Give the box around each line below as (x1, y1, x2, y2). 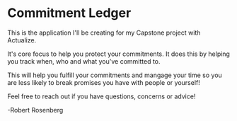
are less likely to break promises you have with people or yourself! (7, 78, 200, 86)
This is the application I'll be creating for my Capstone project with (7, 28, 201, 37)
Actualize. (7, 35, 37, 44)
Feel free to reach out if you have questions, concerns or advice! (7, 92, 196, 100)
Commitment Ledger (7, 5, 132, 21)
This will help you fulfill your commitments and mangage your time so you (7, 71, 223, 79)
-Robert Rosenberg (7, 105, 64, 114)
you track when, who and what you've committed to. (7, 57, 161, 65)
